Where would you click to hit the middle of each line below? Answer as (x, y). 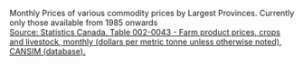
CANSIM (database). (47, 51)
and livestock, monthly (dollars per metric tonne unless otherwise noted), (146, 42)
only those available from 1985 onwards (84, 23)
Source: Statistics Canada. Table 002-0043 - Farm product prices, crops (145, 32)
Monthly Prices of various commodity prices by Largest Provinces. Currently (152, 13)
